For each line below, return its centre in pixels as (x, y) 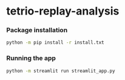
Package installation (37, 30)
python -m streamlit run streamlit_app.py (61, 71)
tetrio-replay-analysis (63, 11)
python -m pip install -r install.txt (55, 43)
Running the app (31, 58)
